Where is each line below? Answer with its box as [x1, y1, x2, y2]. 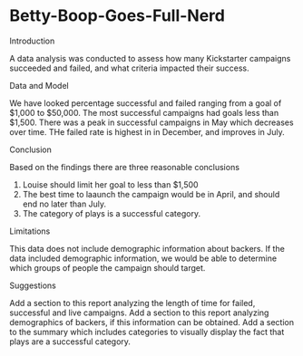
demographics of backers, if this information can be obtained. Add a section [9, 316, 295, 327]
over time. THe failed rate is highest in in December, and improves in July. [9, 126, 285, 137]
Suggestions [9, 280, 57, 291]
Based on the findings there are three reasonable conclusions [9, 161, 240, 172]
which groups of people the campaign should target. [9, 262, 206, 273]
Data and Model [9, 80, 70, 91]
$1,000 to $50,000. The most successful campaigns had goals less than [9, 107, 279, 118]
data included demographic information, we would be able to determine [9, 253, 278, 264]
